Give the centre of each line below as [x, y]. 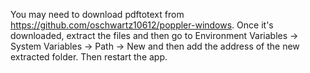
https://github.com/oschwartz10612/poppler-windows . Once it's [142, 25]
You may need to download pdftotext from [97, 14]
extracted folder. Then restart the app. [89, 57]
